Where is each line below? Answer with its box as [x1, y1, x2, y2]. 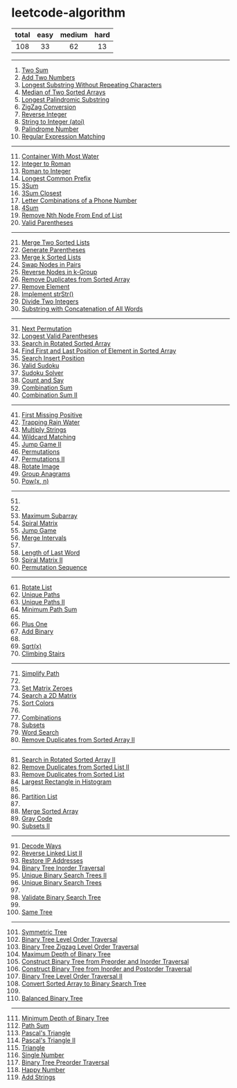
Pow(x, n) [21, 477, 49, 485]
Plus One [21, 620, 48, 628]
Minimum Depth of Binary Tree [21, 1014, 109, 1022]
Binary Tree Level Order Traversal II [21, 972, 123, 980]
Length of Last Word [21, 548, 80, 556]
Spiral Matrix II [21, 556, 63, 564]
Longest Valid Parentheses [21, 331, 98, 340]
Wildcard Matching [21, 432, 76, 441]
